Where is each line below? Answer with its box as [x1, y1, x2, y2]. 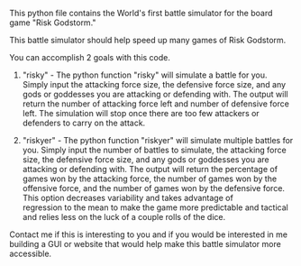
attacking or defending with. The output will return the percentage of [22, 164, 278, 174]
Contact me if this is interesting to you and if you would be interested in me [9, 229, 288, 240]
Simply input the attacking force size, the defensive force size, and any [22, 79, 287, 89]
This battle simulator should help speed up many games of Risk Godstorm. [9, 35, 287, 45]
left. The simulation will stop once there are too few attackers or [22, 108, 260, 118]
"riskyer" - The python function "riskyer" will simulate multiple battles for [22, 135, 294, 145]
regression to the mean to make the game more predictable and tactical [22, 202, 288, 213]
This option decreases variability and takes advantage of [22, 193, 234, 203]
